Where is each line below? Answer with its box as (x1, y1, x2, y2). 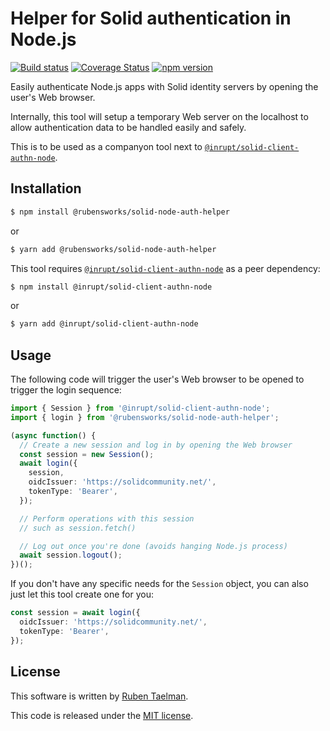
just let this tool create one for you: (10, 588, 154, 601)
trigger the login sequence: (10, 384, 122, 396)
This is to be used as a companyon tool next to (10, 140, 203, 152)
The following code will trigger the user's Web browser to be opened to (10, 373, 305, 386)
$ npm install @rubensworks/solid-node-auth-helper (10, 207, 230, 217)
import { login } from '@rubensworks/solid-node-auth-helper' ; (10, 412, 280, 422)
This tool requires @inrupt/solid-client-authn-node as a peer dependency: (10, 262, 321, 274)
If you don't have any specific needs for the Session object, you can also (10, 578, 309, 590)
